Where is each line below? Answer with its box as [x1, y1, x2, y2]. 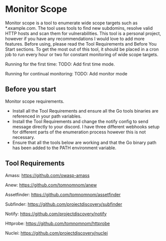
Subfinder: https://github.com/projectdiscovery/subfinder [5, 201, 122, 207]
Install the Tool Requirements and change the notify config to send [12, 118, 149, 124]
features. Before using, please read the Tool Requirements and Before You [5, 41, 157, 47]
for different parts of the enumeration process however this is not [12, 129, 146, 135]
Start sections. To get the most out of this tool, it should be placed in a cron [5, 46, 159, 52]
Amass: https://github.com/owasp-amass [5, 172, 90, 178]
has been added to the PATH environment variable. [12, 145, 116, 151]
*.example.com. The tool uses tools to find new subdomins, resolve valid [5, 25, 153, 31]
